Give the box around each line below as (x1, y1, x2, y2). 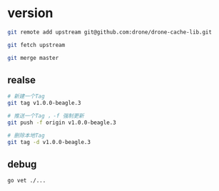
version (7, 5, 54, 21)
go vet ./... (7, 177, 46, 185)
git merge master (7, 54, 59, 61)
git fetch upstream (7, 41, 66, 48)
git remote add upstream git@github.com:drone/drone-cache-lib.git (7, 29, 213, 36)
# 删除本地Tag (7, 132, 45, 139)
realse (7, 73, 36, 86)
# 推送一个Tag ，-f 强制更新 (7, 113, 84, 120)
